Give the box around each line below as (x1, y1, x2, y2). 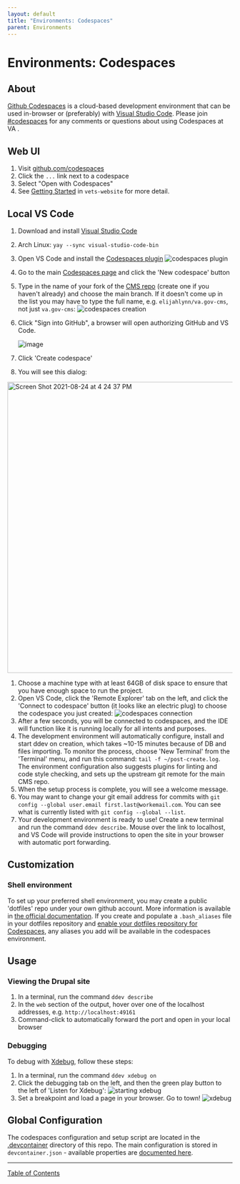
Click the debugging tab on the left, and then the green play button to (17, 1078, 222, 1087)
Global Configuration (7, 1115, 103, 1127)
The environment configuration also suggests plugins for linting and (17, 762, 218, 771)
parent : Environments (7, 24, 72, 31)
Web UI (7, 145, 41, 157)
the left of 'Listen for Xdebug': (17, 1086, 106, 1095)
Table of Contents (7, 1169, 61, 1178)
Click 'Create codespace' (17, 354, 93, 362)
